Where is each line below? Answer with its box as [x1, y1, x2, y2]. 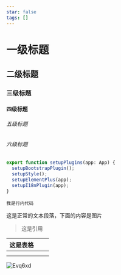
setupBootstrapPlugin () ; [12, 166, 75, 172]
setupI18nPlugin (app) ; [12, 182, 69, 188]
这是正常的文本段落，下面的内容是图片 [6, 211, 102, 219]
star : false [6, 9, 36, 15]
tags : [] [6, 15, 29, 21]
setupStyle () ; [12, 171, 47, 177]
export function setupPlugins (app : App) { [6, 159, 116, 166]
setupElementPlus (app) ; [12, 177, 72, 183]
